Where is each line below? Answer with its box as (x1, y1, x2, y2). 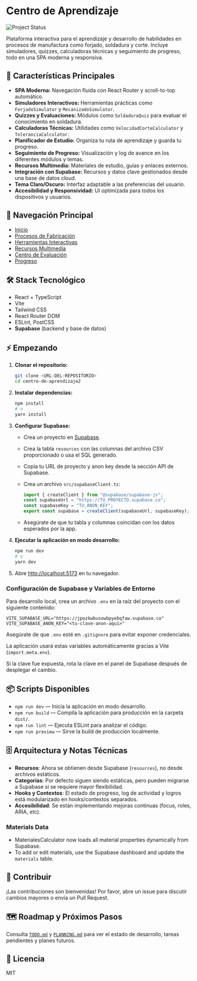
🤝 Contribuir (6, 872, 52, 882)
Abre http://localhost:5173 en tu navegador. (14, 569, 120, 576)
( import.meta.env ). (6, 648, 51, 655)
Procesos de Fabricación (14, 232, 75, 239)
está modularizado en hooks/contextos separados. (14, 795, 138, 803)
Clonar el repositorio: (14, 362, 68, 369)
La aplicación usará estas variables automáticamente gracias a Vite (6, 642, 169, 649)
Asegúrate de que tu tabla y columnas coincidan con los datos (23, 519, 175, 526)
